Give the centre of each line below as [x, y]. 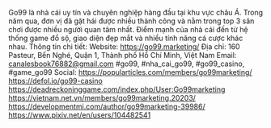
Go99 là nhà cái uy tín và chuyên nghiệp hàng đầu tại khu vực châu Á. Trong [136, 12]
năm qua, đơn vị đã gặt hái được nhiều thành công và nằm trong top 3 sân [131, 21]
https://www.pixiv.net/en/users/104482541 [80, 115]
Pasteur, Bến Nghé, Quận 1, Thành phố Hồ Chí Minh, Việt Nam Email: [123, 55]
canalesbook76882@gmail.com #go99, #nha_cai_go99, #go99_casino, [127, 64]
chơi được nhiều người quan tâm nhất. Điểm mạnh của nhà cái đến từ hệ [128, 29]
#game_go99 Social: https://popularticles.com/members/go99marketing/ [130, 72]
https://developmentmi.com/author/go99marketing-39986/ [107, 106]
